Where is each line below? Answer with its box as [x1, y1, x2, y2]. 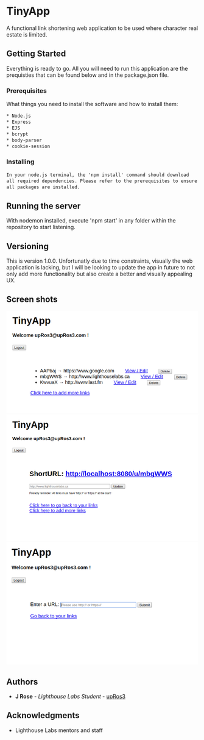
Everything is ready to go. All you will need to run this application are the [6, 65, 188, 72]
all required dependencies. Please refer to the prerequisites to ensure [6, 178, 198, 184]
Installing [6, 157, 35, 166]
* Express [6, 119, 32, 126]
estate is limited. [6, 30, 47, 38]
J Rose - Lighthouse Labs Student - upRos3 [15, 693, 126, 700]
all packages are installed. [6, 184, 80, 190]
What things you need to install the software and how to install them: [6, 101, 178, 108]
